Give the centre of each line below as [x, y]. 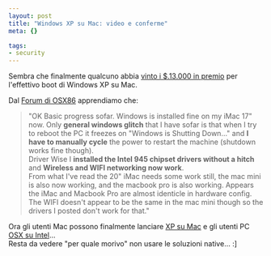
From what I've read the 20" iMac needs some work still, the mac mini [144, 177]
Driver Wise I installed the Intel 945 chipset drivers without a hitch [141, 160]
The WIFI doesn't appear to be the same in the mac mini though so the [146, 203]
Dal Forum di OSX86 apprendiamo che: [74, 100]
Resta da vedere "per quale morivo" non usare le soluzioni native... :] [123, 244]
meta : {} [23, 31]
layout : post [30, 16]
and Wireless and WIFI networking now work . [106, 168]
